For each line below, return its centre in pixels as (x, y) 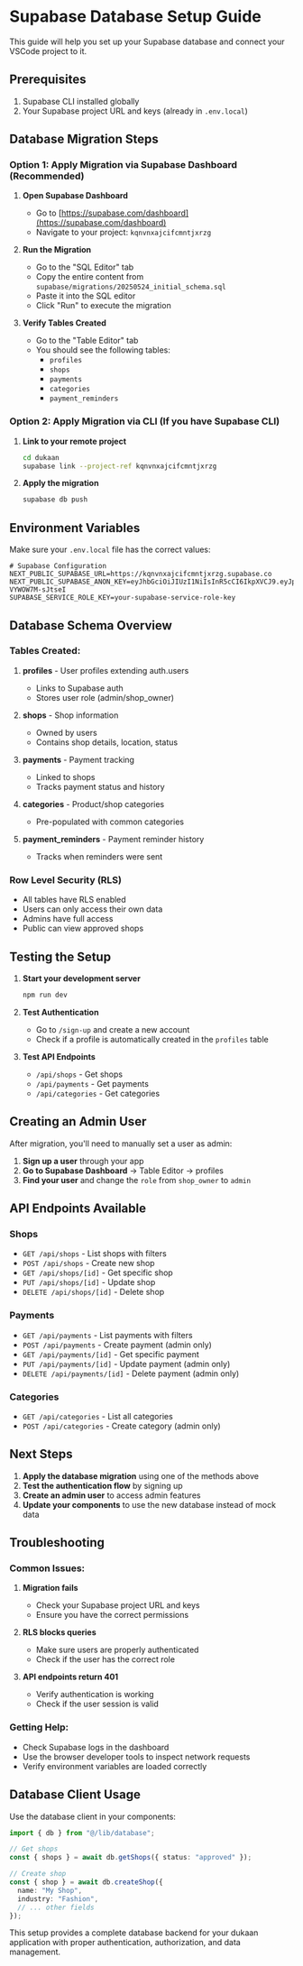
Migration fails (50, 1588)
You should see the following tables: (103, 350)
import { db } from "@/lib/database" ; (82, 1833)
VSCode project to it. (48, 51)
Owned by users (66, 732)
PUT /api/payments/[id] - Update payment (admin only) (126, 1364)
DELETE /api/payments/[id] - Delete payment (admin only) (131, 1373)
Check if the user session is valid (97, 1704)
